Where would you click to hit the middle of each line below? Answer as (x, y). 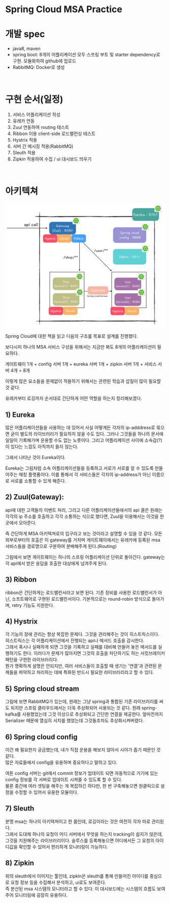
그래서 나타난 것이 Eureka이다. (36, 457)
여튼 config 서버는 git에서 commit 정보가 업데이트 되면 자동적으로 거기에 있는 (82, 773)
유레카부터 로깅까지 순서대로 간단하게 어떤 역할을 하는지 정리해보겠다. (74, 398)
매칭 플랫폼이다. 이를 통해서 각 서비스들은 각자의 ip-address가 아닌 (85, 474)
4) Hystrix (22, 621)
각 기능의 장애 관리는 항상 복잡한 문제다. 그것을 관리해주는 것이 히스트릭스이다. (82, 634)
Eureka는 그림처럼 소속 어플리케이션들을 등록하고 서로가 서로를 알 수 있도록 (79, 468)
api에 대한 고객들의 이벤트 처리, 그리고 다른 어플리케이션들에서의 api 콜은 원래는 (84, 510)
